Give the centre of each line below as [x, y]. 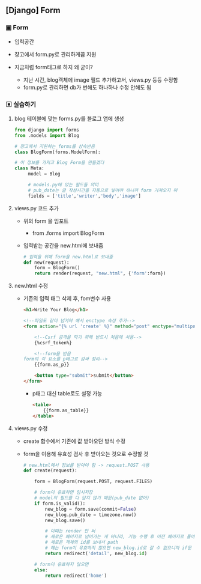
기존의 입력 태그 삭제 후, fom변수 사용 [67, 299]
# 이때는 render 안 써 [70, 531]
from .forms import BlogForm [68, 233]
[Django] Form [33, 11]
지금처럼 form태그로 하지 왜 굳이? [54, 67]
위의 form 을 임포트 [46, 221]
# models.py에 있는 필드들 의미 [63, 185]
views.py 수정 [31, 428]
